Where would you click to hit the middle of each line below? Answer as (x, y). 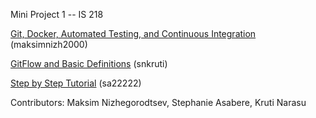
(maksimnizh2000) (49, 44)
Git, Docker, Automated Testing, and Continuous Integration (133, 33)
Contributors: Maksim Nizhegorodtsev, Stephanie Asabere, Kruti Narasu (158, 102)
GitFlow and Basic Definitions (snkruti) (89, 63)
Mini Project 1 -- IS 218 (57, 14)
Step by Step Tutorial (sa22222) (76, 83)
